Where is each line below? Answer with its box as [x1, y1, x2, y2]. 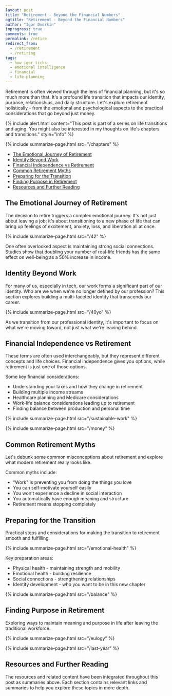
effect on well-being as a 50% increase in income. [5, 254, 112, 260]
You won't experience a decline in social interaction [12, 490, 122, 496]
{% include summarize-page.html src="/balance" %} [5, 591, 117, 597]
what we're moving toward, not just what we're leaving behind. [5, 324, 138, 330]
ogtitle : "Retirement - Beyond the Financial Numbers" [5, 17, 125, 22]
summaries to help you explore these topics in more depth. [5, 684, 130, 691]
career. [5, 299, 21, 305]
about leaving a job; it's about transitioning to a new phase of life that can [5, 218, 161, 224]
